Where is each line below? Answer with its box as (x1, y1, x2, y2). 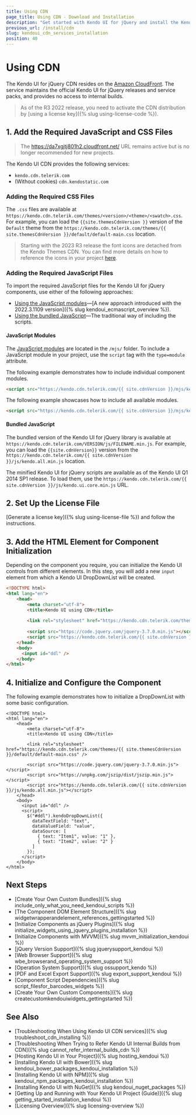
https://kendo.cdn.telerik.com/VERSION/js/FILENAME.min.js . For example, (6, 440, 187, 447)
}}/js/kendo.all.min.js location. (6, 457, 86, 464)
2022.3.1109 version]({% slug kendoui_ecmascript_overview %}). (14, 306, 171, 313)
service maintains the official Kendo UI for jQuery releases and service (6, 86, 176, 94)
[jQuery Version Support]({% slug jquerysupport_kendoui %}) (14, 945, 163, 952)
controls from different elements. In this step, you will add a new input (6, 568, 175, 575)
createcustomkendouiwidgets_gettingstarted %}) (14, 995, 133, 1002)
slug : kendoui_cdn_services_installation (6, 30, 108, 36)
